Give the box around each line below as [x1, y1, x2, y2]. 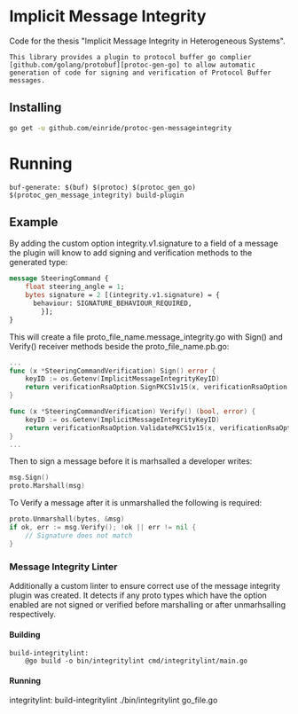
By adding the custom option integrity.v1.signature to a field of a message [9, 238, 278, 249]
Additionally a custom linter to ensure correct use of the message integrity [9, 580, 281, 591]
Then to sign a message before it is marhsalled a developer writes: [9, 456, 253, 467]
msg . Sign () [9, 473, 50, 483]
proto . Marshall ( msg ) [9, 482, 86, 490]
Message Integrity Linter [9, 561, 118, 573]
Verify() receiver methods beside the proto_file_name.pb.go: [9, 341, 230, 351]
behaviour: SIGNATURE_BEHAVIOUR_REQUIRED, [32, 299, 192, 308]
